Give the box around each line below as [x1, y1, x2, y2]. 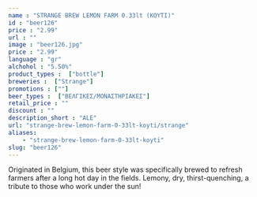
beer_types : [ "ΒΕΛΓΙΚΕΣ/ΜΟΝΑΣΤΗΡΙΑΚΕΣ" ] [8, 92, 150, 100]
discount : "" [8, 107, 55, 115]
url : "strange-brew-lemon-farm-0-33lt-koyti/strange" [8, 121, 190, 129]
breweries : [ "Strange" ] [8, 77, 93, 85]
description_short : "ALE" [8, 114, 97, 122]
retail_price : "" [8, 99, 69, 107]
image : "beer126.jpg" [8, 41, 83, 49]
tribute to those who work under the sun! [8, 182, 142, 191]
